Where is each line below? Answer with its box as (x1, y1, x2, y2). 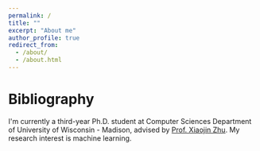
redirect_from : (8, 41, 59, 49)
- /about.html (15, 56, 62, 64)
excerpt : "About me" (8, 26, 77, 34)
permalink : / (8, 11, 52, 20)
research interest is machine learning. (8, 133, 132, 143)
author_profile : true (8, 33, 80, 42)
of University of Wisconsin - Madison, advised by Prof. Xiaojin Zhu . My (8, 125, 240, 134)
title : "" (8, 19, 41, 27)
